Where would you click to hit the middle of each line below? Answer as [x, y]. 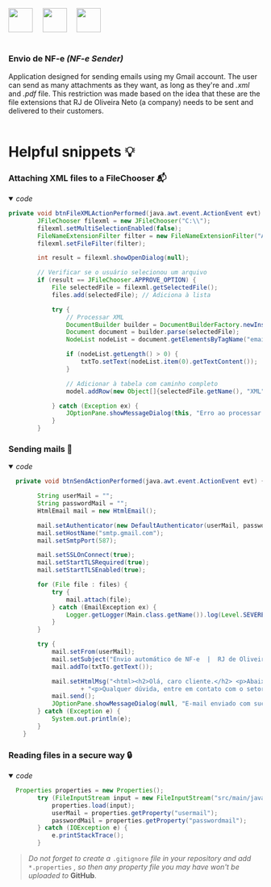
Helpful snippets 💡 [72, 151]
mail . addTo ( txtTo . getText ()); [102, 667]
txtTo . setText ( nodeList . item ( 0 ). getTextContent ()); [169, 362]
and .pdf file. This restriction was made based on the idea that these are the [134, 94]
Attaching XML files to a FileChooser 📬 [88, 178]
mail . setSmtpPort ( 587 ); [77, 541]
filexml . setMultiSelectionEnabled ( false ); [110, 228]
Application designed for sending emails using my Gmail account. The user [133, 76]
